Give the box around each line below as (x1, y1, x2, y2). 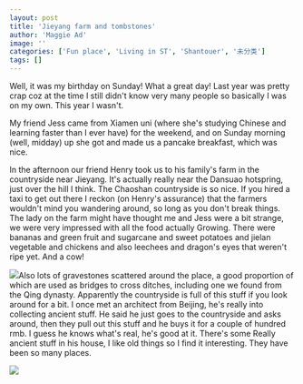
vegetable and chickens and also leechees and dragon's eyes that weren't (9, 242, 288, 252)
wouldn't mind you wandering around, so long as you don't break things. (9, 203, 281, 214)
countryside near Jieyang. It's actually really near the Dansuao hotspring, (9, 174, 284, 185)
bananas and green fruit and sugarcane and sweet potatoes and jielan (9, 232, 271, 242)
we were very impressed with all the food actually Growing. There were (9, 222, 276, 233)
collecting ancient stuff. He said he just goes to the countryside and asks (9, 308, 281, 319)
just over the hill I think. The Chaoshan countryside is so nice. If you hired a (9, 184, 290, 194)
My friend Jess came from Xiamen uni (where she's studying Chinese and (9, 117, 287, 128)
